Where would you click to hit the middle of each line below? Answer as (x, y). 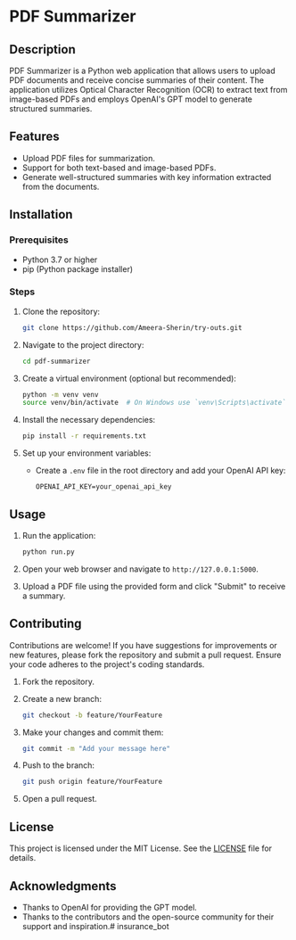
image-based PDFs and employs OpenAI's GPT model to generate (131, 99)
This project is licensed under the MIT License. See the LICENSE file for (141, 848)
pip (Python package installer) (78, 268)
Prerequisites (39, 240)
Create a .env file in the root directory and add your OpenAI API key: (160, 471)
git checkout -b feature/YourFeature (92, 715)
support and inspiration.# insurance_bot (95, 926)
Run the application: (59, 535)
